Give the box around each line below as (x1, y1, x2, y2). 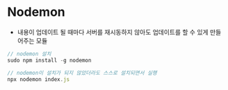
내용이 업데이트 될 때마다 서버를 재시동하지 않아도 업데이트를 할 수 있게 (17, 28, 209, 36)
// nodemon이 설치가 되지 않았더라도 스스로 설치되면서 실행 (7, 69, 158, 76)
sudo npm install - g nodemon (7, 57, 92, 64)
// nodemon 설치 (7, 50, 51, 57)
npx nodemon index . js (7, 75, 70, 83)
